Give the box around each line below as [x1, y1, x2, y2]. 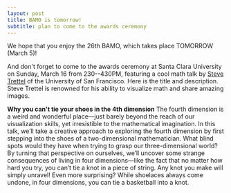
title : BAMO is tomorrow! [7, 17, 82, 23]
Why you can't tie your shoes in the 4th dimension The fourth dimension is [7, 105, 224, 114]
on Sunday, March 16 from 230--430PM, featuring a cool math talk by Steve [7, 70, 224, 78]
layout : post [7, 10, 45, 17]
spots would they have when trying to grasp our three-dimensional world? [7, 142, 218, 150]
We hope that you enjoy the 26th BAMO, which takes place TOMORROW [7, 42, 214, 50]
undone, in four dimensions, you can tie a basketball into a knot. [7, 179, 190, 187]
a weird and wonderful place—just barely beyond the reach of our [7, 112, 195, 121]
